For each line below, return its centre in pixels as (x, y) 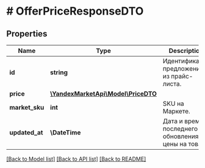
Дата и (173, 121)
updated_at (26, 132)
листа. (172, 84)
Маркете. (176, 111)
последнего (180, 129)
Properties (27, 34)
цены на (175, 144)
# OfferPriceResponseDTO (75, 11)
